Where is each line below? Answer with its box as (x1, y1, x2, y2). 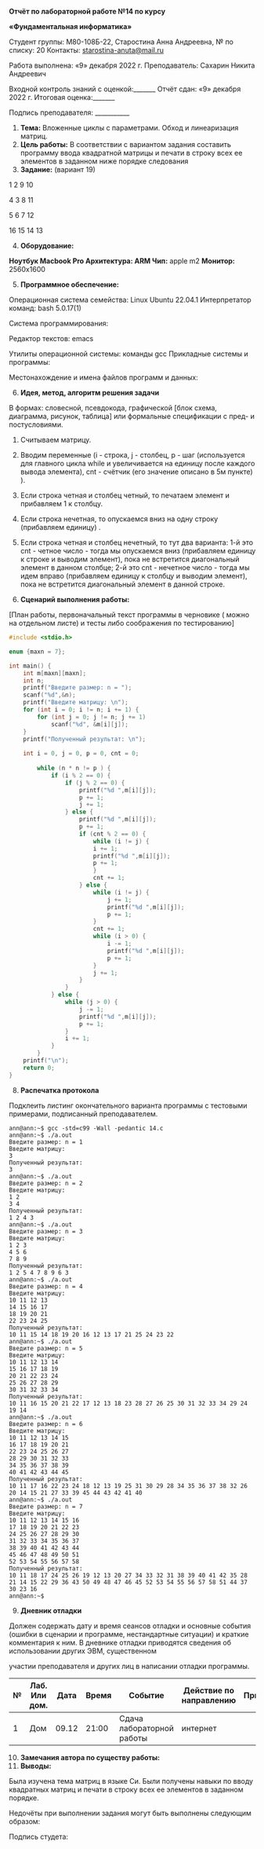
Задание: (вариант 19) (20, 165, 96, 174)
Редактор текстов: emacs (9, 334, 94, 343)
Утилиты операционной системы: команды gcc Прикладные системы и (9, 349, 249, 358)
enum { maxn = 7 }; (9, 648, 66, 656)
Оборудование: (20, 241, 74, 250)
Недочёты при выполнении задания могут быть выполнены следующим (9, 1808, 251, 1818)
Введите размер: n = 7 (9, 1502, 83, 1510)
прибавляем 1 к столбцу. (20, 499, 103, 508)
